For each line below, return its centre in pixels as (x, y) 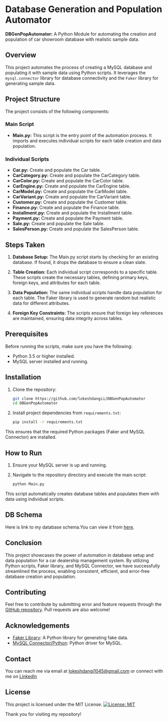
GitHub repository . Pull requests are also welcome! (58, 610)
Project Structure (33, 99)
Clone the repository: (34, 389)
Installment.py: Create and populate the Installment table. (73, 213)
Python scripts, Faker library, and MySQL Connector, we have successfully (82, 566)
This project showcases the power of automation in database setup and (79, 555)
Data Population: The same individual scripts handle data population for (87, 292)
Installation (23, 377)
